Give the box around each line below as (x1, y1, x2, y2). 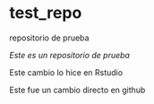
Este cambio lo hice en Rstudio (9, 66, 124, 78)
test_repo (9, 3, 82, 23)
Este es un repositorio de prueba (9, 49, 130, 60)
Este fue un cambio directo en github (9, 84, 146, 95)
